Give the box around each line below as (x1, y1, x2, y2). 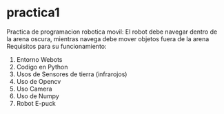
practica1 (6, 5, 60, 21)
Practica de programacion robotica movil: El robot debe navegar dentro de (6, 27, 218, 36)
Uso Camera (16, 84, 52, 93)
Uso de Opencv (16, 77, 61, 85)
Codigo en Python (16, 62, 68, 71)
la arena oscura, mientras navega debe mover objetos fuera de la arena (6, 34, 210, 43)
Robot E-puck (16, 99, 56, 107)
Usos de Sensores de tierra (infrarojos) (16, 70, 128, 78)
